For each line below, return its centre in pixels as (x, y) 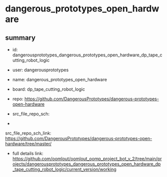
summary (20, 38)
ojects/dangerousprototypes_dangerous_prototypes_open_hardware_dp (86, 164)
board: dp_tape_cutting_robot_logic (49, 89)
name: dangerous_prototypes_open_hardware (60, 80)
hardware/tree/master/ (28, 144)
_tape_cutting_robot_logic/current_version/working (64, 169)
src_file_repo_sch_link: (28, 133)
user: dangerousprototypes (40, 70)
